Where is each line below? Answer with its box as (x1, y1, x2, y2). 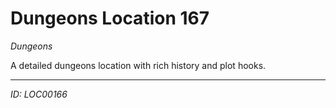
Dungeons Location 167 (10, 7, 210, 30)
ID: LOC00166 (10, 88, 68, 100)
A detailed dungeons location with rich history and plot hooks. (10, 59, 267, 71)
